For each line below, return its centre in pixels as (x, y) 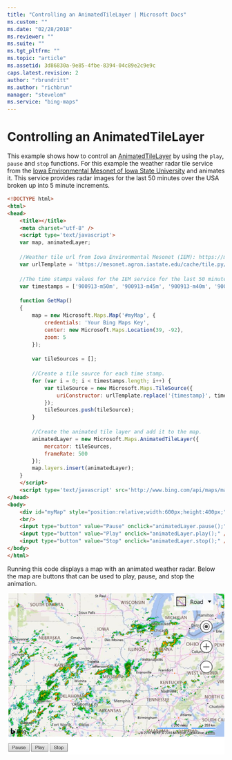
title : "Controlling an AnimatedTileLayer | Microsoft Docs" (97, 14)
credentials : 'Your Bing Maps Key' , (97, 322)
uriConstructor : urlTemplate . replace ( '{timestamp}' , (134, 396)
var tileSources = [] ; (65, 359)
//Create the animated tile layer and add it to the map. (117, 432)
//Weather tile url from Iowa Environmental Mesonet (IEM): (108, 257)
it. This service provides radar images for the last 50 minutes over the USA (113, 178)
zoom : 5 (55, 337)
